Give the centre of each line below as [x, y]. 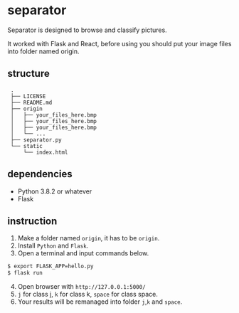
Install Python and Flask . [53, 246]
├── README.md [31, 102]
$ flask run [25, 273]
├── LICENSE [28, 96]
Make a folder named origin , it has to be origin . [89, 238]
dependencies [40, 174]
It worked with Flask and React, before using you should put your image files [119, 43]
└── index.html [46, 152]
